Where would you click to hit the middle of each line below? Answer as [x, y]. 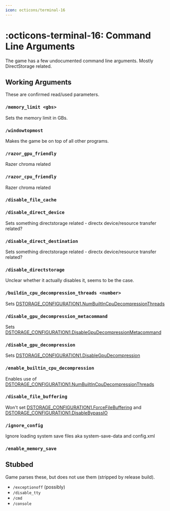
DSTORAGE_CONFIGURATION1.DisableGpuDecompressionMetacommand [83, 332]
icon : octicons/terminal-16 [35, 10]
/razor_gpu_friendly [31, 154]
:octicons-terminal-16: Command [78, 35]
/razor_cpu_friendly [31, 177]
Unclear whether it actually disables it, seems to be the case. [70, 280]
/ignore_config [24, 425]
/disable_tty [27, 493]
